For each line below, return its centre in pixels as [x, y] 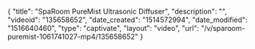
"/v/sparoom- [223, 28]
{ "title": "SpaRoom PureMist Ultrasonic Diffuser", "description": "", [117, 11]
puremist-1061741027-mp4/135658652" [73, 36]
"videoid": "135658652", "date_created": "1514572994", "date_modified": [128, 20]
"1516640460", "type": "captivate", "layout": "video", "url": [104, 28]
